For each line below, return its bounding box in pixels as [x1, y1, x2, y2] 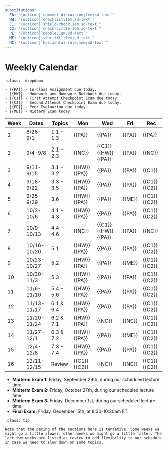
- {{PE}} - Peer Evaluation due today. [5, 104, 88, 109]
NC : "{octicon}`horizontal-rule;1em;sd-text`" [9, 40, 108, 45]
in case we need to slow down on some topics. [5, 440, 104, 445]
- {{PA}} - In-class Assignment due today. [5, 87, 97, 92]
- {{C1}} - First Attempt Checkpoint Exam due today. [5, 96, 120, 101]
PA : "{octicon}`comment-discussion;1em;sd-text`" [9, 12, 115, 17]
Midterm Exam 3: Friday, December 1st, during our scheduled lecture [12, 397, 156, 404]
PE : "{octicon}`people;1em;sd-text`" [9, 31, 88, 36]
